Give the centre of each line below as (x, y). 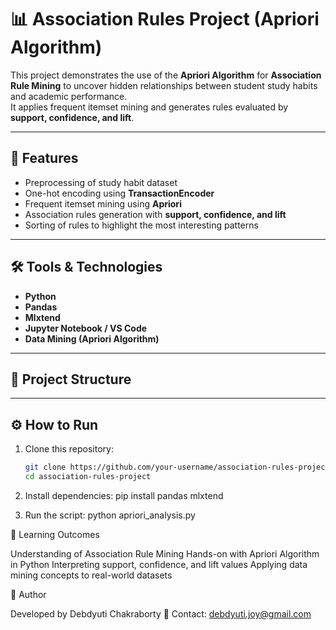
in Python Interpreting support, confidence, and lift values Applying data (159, 564)
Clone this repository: (69, 449)
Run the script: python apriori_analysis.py (110, 515)
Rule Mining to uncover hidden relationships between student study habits (164, 85)
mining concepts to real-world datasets (91, 575)
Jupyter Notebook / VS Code (86, 328)
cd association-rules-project (88, 477)
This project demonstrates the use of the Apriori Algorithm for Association (166, 75)
